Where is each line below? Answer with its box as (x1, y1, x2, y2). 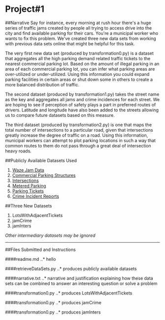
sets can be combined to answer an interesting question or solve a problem (5, 280, 158, 286)
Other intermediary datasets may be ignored (5, 232, 96, 238)
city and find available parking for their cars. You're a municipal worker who (5, 30, 159, 36)
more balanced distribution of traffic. (5, 81, 80, 87)
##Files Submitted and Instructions (5, 247, 76, 252)
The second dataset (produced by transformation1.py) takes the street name (5, 91, 160, 97)
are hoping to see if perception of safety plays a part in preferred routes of (5, 102, 156, 107)
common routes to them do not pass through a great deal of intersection (5, 142, 151, 148)
